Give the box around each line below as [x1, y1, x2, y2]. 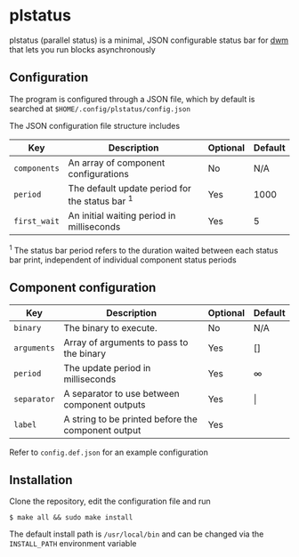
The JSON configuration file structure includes [9, 120, 181, 131]
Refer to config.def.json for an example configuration [9, 447, 209, 457]
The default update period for [68, 182, 191, 194]
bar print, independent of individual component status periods [9, 254, 238, 265]
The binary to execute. [63, 321, 158, 334]
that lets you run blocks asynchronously [9, 44, 156, 54]
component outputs [63, 398, 146, 410]
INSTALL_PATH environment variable [9, 538, 137, 549]
